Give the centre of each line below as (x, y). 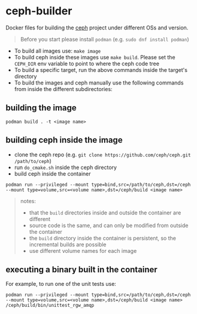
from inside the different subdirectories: (63, 89)
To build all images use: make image (57, 51)
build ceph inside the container (52, 173)
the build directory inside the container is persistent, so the (102, 238)
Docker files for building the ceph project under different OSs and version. (97, 28)
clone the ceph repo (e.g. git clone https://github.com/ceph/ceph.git (102, 155)
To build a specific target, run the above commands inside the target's (101, 70)
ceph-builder (39, 11)
